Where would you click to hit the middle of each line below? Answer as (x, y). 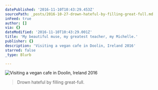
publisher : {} (19, 41)
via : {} (13, 28)
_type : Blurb (18, 55)
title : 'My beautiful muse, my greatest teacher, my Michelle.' (71, 37)
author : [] (16, 23)
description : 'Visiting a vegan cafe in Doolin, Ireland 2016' (70, 46)
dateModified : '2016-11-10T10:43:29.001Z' (49, 32)
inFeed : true (18, 18)
